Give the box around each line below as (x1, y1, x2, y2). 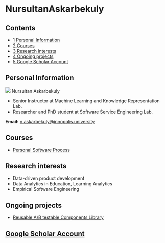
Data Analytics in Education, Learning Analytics (12, 181, 113, 187)
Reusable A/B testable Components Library (12, 214, 104, 220)
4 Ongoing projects (12, 53, 54, 59)
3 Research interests (12, 48, 56, 54)
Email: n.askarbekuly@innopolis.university (5, 118, 95, 124)
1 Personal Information (12, 37, 60, 43)
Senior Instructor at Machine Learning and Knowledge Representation (12, 98, 160, 104)
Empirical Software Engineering (12, 186, 79, 192)
